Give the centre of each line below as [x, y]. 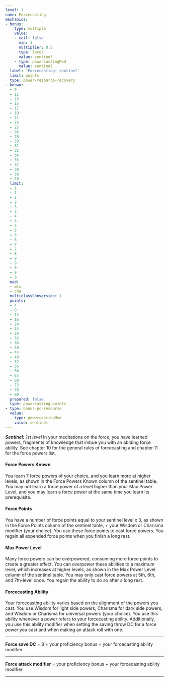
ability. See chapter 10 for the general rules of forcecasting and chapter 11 [81, 447]
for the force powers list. [31, 453]
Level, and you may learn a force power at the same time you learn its [77, 492]
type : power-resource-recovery [43, 80]
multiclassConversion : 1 [36, 296]
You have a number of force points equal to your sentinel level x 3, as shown [84, 520]
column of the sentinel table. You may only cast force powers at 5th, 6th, [80, 575]
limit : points [24, 76]
